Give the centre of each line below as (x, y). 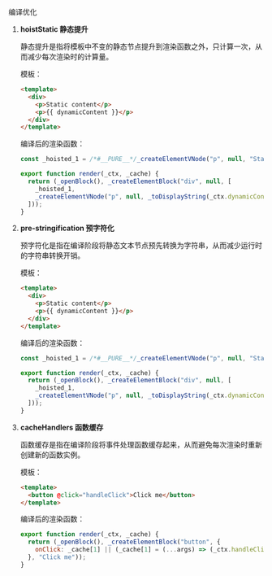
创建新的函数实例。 (52, 455)
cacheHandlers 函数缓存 (62, 427)
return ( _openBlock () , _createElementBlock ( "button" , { (124, 542)
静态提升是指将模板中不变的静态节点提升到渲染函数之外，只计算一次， (138, 46)
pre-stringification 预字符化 (67, 228)
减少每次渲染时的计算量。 (70, 57)
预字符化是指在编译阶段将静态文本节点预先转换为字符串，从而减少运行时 (141, 246)
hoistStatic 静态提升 (54, 29)
